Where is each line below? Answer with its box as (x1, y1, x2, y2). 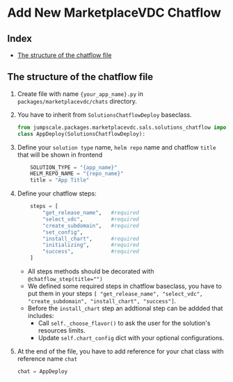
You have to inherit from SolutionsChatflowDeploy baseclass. (17, 110, 193, 119)
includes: (27, 312, 54, 320)
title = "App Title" (30, 177, 90, 184)
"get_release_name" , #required (42, 209, 140, 216)
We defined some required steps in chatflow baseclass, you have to (27, 282, 223, 290)
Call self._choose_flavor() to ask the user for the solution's (38, 319, 211, 328)
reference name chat (17, 355, 78, 363)
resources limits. (38, 326, 86, 335)
